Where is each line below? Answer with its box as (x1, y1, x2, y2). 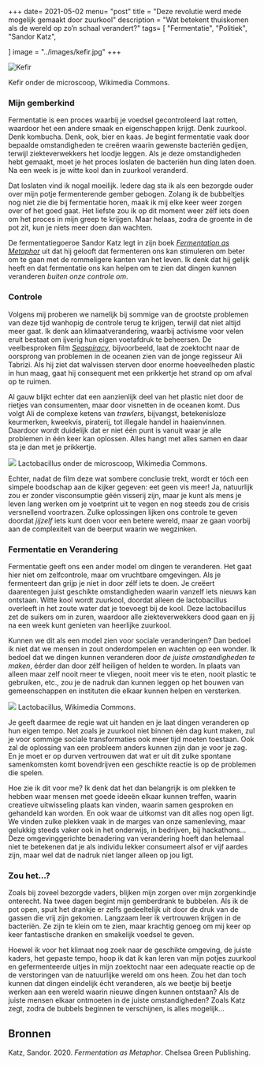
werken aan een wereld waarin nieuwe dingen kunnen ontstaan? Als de (8, 987, 240, 997)
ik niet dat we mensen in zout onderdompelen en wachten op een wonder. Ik (8, 643, 257, 654)
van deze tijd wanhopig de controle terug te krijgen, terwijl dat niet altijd (8, 317, 241, 327)
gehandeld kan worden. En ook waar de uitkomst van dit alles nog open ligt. (8, 808, 255, 818)
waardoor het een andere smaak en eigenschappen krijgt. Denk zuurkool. (8, 124, 247, 133)
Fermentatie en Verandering (8, 544, 118, 555)
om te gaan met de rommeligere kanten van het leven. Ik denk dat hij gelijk (8, 255, 250, 264)
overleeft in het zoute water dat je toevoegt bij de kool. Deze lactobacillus (8, 603, 247, 613)
